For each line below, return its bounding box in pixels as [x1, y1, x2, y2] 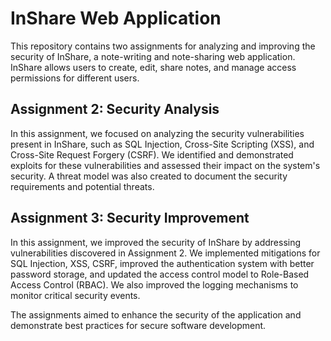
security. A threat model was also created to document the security [10, 170, 288, 182]
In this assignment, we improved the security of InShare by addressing [10, 236, 302, 248]
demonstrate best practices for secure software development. [10, 319, 267, 331]
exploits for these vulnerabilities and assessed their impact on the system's [10, 159, 321, 171]
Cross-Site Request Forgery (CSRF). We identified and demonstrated [10, 148, 294, 161]
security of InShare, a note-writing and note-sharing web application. [10, 50, 296, 62]
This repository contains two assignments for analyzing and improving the [10, 40, 316, 52]
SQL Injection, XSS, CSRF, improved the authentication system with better [10, 257, 315, 269]
